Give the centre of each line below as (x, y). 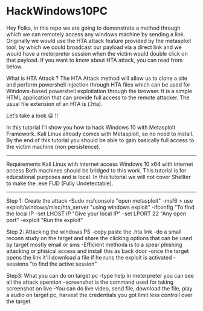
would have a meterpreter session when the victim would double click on (97, 53)
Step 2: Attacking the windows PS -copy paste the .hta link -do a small (94, 232)
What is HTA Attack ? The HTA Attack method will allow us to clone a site (97, 78)
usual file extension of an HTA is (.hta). (54, 103)
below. (14, 66)
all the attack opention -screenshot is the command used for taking (90, 282)
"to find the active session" (63, 264)
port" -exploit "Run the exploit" (45, 220)
